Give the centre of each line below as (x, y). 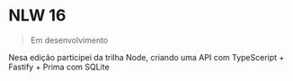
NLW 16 (37, 16)
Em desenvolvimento (69, 40)
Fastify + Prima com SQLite (59, 67)
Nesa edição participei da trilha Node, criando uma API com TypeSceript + (146, 57)
